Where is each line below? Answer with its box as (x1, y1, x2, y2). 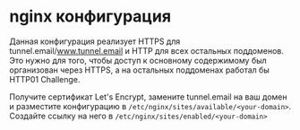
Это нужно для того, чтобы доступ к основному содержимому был (9, 55, 267, 65)
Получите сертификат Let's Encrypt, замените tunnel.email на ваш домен (9, 91, 288, 102)
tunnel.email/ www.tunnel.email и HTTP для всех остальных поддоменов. (9, 45, 285, 56)
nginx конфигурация (9, 6, 172, 27)
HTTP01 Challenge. (9, 74, 81, 84)
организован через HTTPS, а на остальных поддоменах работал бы (9, 65, 270, 75)
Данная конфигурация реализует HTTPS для (9, 36, 181, 47)
